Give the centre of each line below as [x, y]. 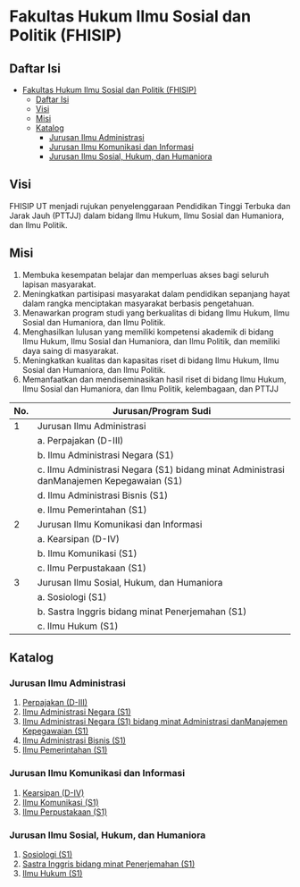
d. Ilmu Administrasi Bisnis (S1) [103, 495]
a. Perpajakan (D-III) [80, 440]
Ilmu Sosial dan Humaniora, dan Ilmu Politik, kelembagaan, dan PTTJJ [150, 389]
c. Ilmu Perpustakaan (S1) [92, 568]
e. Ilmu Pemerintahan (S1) [92, 510]
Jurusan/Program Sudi [162, 410]
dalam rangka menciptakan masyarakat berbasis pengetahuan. [138, 303]
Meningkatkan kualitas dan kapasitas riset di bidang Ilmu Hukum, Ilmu [150, 360]
